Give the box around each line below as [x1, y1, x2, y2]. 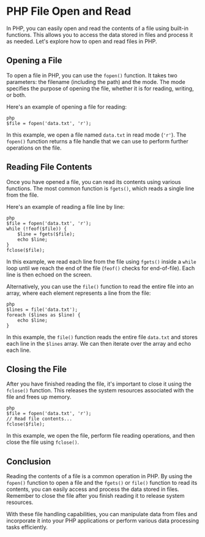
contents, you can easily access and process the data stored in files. [6, 486, 179, 493]
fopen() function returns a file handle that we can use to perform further [6, 137, 188, 145]
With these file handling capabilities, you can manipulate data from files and [6, 511, 198, 518]
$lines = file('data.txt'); [6, 307, 78, 313]
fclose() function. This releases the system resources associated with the [6, 387, 194, 394]
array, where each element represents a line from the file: [6, 289, 151, 297]
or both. [6, 91, 26, 99]
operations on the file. [6, 144, 62, 151]
